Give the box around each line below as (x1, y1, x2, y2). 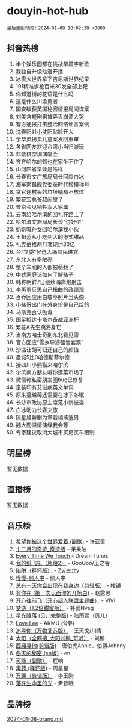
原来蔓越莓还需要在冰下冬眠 (15, 391, 85, 398)
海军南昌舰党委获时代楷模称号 (15, 180, 89, 188)
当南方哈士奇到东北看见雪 (15, 331, 79, 338)
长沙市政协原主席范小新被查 (15, 398, 85, 406)
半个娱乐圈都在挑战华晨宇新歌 (15, 60, 89, 67)
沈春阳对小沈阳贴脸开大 (15, 128, 74, 135)
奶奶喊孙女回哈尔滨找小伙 (15, 226, 79, 233)
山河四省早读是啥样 (15, 165, 64, 173)
